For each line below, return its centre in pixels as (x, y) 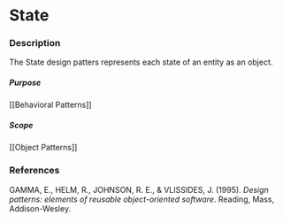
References (34, 171)
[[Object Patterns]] (43, 148)
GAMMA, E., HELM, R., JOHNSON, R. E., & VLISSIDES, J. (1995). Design (139, 189)
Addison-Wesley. (40, 208)
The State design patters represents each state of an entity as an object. (141, 62)
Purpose (25, 83)
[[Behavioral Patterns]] (50, 105)
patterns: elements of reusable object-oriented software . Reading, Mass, (142, 199)
